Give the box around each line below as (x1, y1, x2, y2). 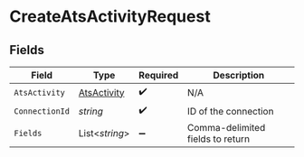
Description (213, 69, 265, 81)
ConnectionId (14, 106, 71, 116)
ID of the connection (186, 105, 274, 117)
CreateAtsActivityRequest (9, 6, 211, 27)
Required (138, 69, 179, 81)
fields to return (186, 133, 251, 145)
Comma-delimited (186, 122, 266, 134)
